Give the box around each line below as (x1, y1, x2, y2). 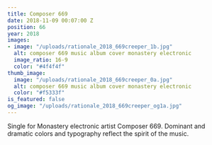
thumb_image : (7, 69, 46, 76)
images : (7, 37, 30, 44)
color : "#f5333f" (13, 89, 65, 96)
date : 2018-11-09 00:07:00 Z (7, 17, 94, 24)
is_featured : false (7, 96, 65, 103)
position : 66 (7, 23, 46, 30)
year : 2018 (7, 30, 40, 37)
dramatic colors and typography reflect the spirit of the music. (7, 129, 189, 138)
